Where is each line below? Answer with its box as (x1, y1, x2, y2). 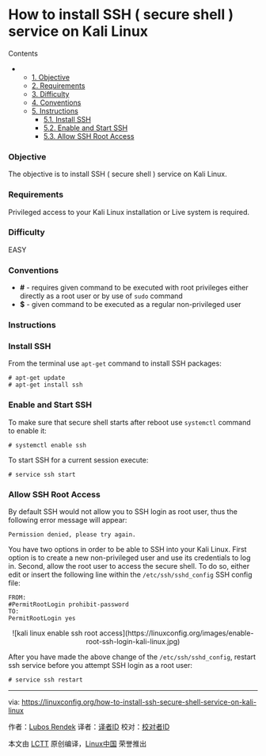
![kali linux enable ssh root (12, 628, 98, 638)
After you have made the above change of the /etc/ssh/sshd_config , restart (8, 652, 256, 662)
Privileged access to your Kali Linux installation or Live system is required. (8, 207, 250, 217)
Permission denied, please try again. (8, 530, 136, 539)
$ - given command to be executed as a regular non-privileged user (19, 300, 241, 309)
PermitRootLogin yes (8, 614, 77, 622)
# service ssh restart (8, 676, 83, 684)
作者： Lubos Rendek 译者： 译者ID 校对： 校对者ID (8, 722, 170, 731)
